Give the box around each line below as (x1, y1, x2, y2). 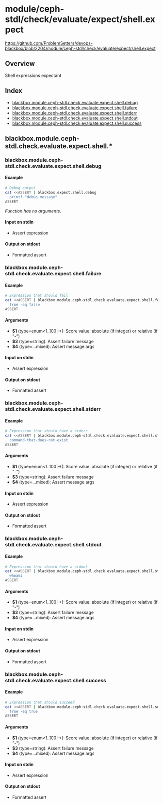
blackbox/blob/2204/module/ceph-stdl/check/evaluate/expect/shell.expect (5, 45, 156, 51)
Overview (5, 59, 35, 68)
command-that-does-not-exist (9, 438, 68, 443)
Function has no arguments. (5, 208, 62, 214)
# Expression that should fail (5, 293, 68, 298)
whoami (9, 574, 23, 578)
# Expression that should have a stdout (5, 564, 88, 569)
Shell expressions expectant (5, 72, 62, 78)
